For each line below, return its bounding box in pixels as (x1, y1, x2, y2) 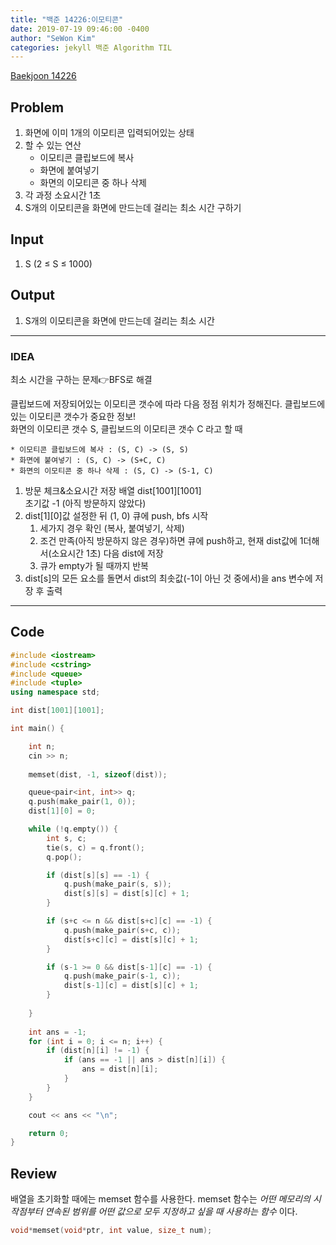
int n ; (28, 741, 56, 751)
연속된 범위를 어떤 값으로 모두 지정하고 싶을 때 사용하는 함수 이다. (44, 1206, 298, 1218)
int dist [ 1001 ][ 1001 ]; (10, 706, 105, 716)
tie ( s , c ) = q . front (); (46, 842, 145, 853)
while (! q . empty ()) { (28, 824, 118, 835)
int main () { (10, 724, 65, 734)
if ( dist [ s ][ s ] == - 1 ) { (46, 870, 150, 880)
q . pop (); (46, 852, 83, 862)
